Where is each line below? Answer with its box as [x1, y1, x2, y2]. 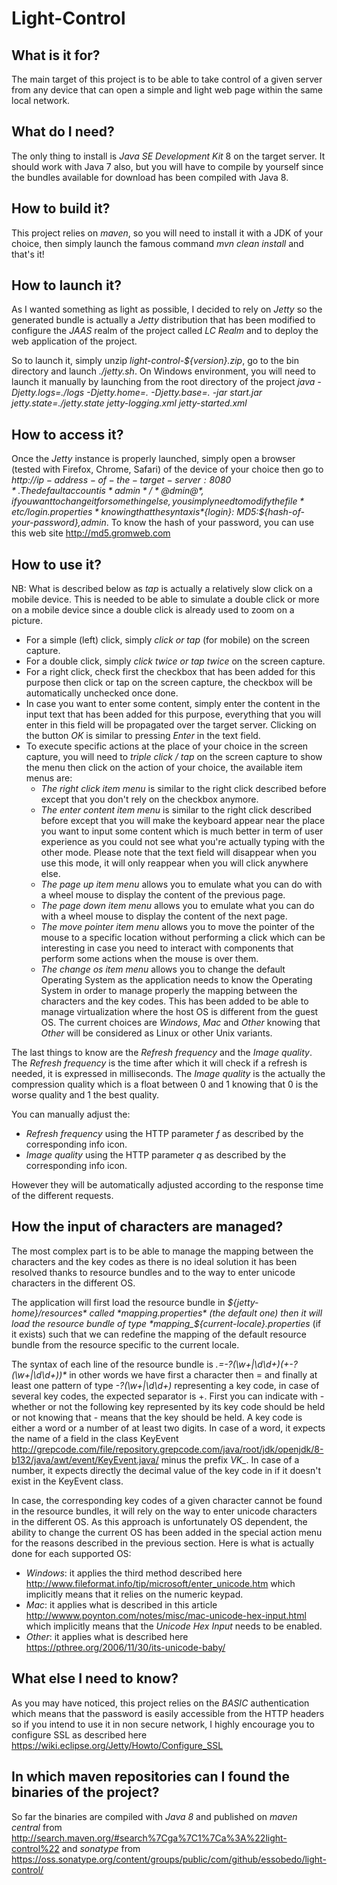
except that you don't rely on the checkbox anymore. [40, 793, 259, 806]
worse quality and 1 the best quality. [11, 1089, 160, 1101]
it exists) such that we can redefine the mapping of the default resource [11, 1328, 307, 1340]
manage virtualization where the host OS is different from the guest [40, 1006, 319, 1018]
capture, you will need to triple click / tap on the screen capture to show [25, 751, 323, 763]
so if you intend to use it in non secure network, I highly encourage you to [11, 1718, 315, 1730]
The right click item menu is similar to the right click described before [40, 783, 327, 795]
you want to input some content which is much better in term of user [40, 825, 324, 837]
